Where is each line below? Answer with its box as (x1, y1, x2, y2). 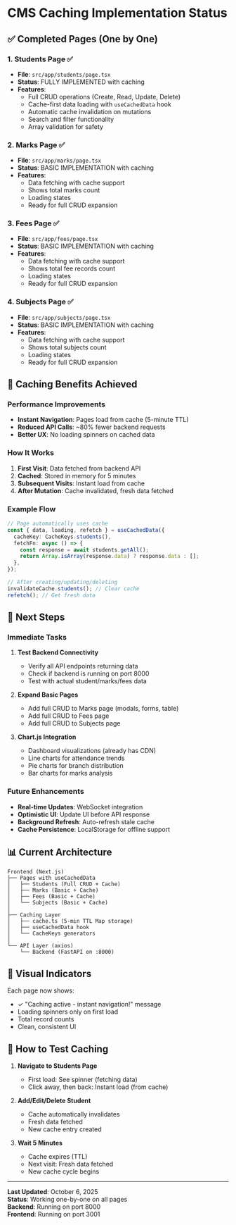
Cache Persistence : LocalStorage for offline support (17, 825, 171, 833)
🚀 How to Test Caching (7, 1043, 109, 1055)
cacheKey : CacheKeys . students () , (13, 533, 112, 540)
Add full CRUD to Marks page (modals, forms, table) (27, 704, 179, 713)
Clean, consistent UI (17, 1023, 77, 1031)
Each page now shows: (7, 986, 75, 995)
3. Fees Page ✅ (7, 218, 60, 228)
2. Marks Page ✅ (7, 139, 65, 149)
